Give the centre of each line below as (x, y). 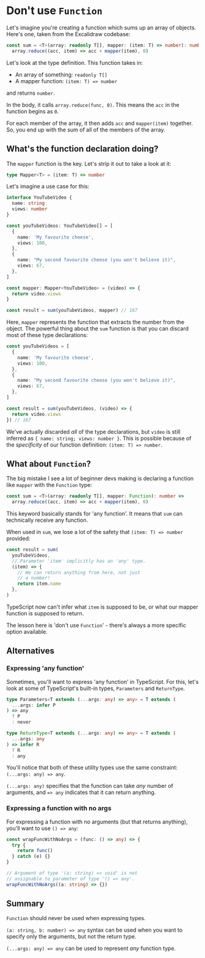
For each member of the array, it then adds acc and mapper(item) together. (100, 123)
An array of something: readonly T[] (61, 75)
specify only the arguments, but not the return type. (71, 937)
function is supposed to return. (45, 613)
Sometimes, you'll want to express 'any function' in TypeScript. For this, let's (103, 681)
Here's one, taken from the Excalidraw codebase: (68, 34)
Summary (25, 904)
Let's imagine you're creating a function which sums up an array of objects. (101, 28)
